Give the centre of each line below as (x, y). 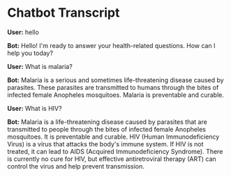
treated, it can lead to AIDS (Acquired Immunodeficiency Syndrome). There (115, 151)
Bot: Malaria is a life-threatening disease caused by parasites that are (107, 122)
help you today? (30, 53)
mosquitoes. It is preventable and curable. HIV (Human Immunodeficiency (113, 137)
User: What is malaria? (40, 66)
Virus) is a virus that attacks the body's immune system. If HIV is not (105, 144)
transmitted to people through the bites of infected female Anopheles (106, 129)
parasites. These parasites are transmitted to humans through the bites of (113, 87)
